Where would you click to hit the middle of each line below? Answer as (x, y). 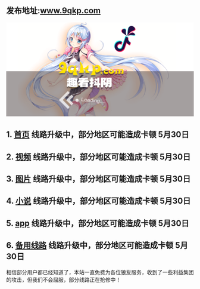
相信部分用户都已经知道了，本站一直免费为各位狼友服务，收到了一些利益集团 (100, 272)
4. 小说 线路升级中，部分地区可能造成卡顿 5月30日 (99, 201)
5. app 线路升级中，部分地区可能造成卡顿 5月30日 (98, 223)
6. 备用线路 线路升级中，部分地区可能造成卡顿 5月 (97, 246)
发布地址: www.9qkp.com (54, 11)
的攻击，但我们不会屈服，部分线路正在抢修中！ (63, 279)
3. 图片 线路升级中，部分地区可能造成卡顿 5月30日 (99, 179)
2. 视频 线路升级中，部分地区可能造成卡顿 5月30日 (99, 157)
